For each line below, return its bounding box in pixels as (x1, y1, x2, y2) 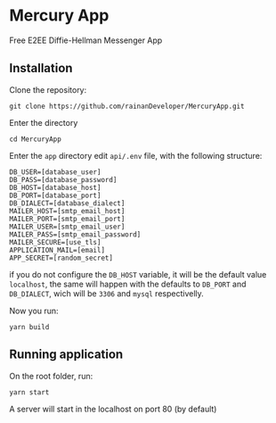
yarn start (9, 387, 50, 397)
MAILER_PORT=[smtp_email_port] (9, 214, 126, 223)
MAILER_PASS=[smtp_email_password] (9, 229, 142, 239)
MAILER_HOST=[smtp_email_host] (9, 206, 126, 215)
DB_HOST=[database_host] (9, 183, 101, 192)
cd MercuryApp (9, 135, 62, 144)
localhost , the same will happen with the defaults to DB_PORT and (9, 278, 247, 289)
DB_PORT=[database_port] (9, 191, 101, 200)
